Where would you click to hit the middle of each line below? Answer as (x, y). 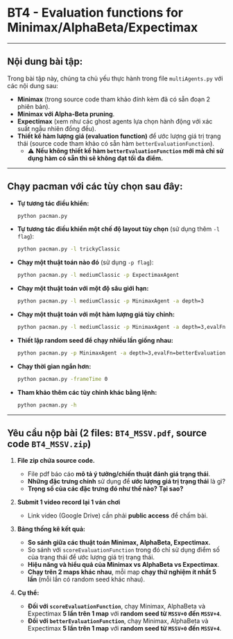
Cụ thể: (28, 593)
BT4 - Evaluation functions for (95, 13)
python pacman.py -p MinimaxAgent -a (72, 353)
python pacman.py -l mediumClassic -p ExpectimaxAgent (98, 275)
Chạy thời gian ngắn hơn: (54, 366)
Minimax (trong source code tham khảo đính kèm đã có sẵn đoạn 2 (113, 99)
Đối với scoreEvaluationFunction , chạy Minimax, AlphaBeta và (116, 606)
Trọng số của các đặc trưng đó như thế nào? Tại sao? (105, 489)
